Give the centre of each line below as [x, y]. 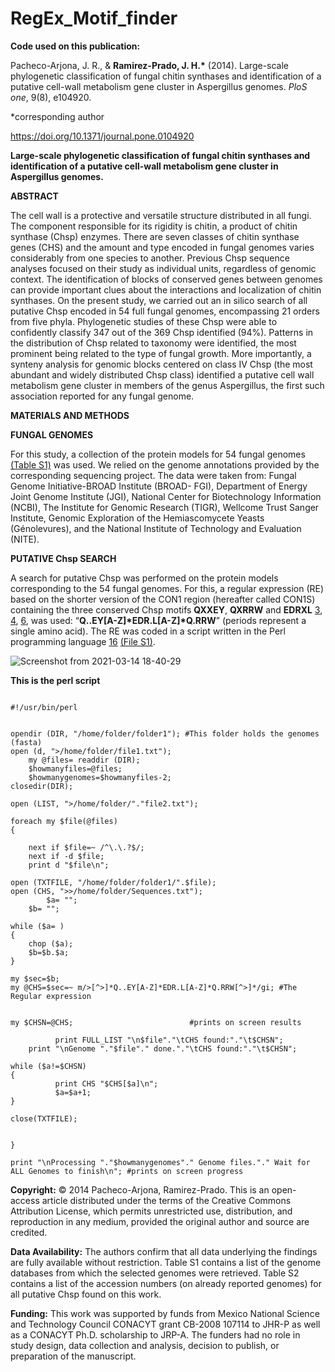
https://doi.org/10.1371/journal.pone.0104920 [102, 136]
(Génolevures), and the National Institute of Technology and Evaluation [156, 528]
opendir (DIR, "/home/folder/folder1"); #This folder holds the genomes [165, 733]
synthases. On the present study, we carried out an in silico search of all [159, 300]
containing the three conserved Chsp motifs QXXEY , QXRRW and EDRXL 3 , [166, 609]
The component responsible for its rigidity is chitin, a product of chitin [154, 226]
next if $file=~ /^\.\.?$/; [86, 847]
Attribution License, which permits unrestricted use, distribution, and [151, 1211]
